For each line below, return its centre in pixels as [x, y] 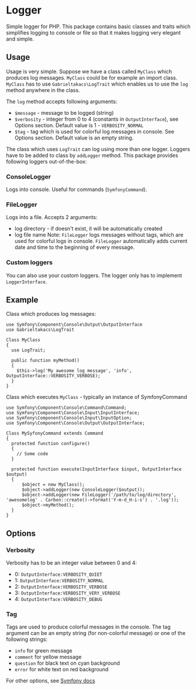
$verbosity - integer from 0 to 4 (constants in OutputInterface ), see [96, 119]
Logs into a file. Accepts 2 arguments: [52, 217]
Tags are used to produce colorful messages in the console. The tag [88, 627]
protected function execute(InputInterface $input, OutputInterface [97, 469]
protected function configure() [51, 444]
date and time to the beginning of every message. [75, 247]
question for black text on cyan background [67, 663]
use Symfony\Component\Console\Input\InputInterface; [73, 413]
